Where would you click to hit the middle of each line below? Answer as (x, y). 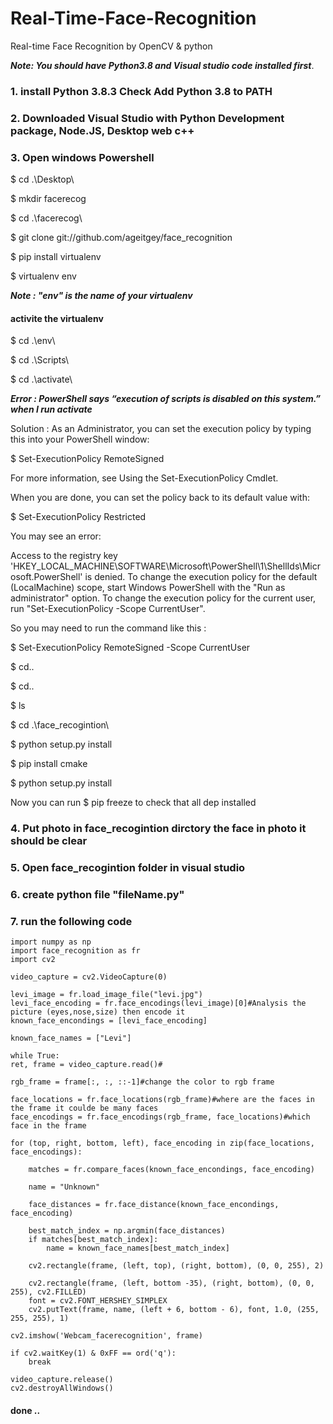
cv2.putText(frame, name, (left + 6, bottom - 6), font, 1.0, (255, (174, 1310)
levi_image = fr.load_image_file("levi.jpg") (106, 995)
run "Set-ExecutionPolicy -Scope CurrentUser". (108, 609)
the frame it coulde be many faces (84, 1108)
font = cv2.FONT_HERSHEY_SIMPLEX (98, 1301)
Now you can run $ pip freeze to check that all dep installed (133, 803)
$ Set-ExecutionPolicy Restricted (78, 517)
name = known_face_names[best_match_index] (138, 1248)
